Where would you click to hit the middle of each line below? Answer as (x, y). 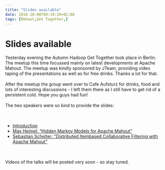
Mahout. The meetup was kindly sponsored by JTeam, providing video (78, 68)
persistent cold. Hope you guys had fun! (47, 95)
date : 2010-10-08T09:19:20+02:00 (40, 14)
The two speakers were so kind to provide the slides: (59, 105)
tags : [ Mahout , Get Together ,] (37, 19)
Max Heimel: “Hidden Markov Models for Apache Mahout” (72, 131)
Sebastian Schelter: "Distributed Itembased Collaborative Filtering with (85, 136)
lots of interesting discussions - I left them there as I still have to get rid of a (83, 89)
